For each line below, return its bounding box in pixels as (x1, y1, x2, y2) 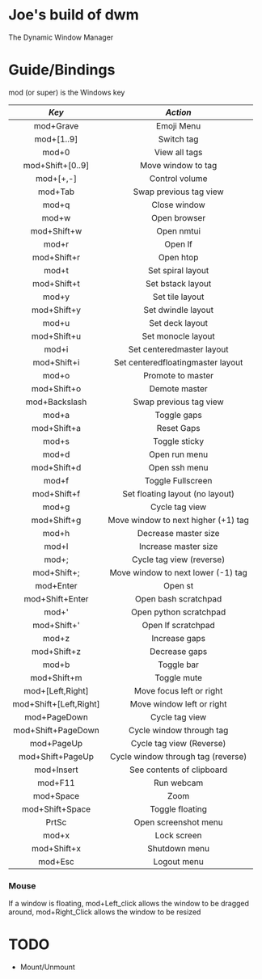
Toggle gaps (154, 409, 202, 420)
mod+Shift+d (31, 462, 82, 473)
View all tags (154, 146, 203, 158)
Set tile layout (152, 291, 205, 302)
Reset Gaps (156, 422, 201, 433)
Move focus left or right (133, 685, 223, 696)
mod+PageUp (29, 737, 83, 749)
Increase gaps (151, 632, 206, 644)
